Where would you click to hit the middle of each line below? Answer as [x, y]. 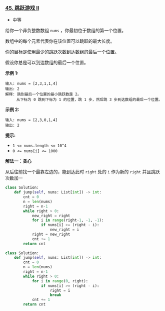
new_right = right [51, 216]
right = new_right [51, 235]
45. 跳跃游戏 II [22, 8]
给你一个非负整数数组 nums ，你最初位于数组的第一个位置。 [66, 31]
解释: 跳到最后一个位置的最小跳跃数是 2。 [43, 94]
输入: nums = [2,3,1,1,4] [31, 84]
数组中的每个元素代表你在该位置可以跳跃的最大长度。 [60, 41]
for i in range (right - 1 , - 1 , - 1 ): [68, 220]
